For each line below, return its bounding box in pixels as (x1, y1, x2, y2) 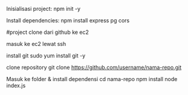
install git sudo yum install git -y (6, 52, 86, 59)
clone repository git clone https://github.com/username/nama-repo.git (6, 64, 182, 71)
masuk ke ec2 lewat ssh (6, 41, 66, 47)
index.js (6, 82, 26, 89)
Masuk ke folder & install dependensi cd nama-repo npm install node (6, 76, 178, 82)
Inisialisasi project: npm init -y (6, 5, 80, 12)
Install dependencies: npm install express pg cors (6, 17, 130, 24)
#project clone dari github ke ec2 (6, 28, 89, 36)
